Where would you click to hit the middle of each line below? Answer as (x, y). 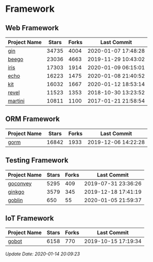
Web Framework (32, 28)
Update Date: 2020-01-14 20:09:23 (43, 254)
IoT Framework (30, 218)
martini (16, 101)
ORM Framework (32, 119)
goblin (15, 200)
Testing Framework (37, 160)
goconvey (20, 184)
